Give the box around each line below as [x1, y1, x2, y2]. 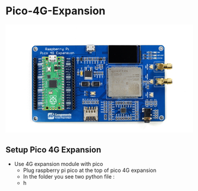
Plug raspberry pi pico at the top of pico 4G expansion [23, 167, 157, 174]
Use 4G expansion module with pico [14, 161, 103, 168]
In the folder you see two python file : [23, 173, 115, 180]
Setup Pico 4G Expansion [5, 145, 102, 155]
